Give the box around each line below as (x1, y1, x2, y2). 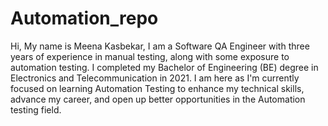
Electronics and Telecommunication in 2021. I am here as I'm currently (10, 72, 300, 84)
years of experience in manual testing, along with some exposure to (10, 50, 290, 62)
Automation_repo (10, 7, 159, 30)
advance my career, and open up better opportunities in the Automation (10, 93, 306, 105)
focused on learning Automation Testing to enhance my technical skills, (10, 82, 305, 94)
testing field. (10, 103, 62, 116)
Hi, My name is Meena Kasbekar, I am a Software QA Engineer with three (10, 40, 310, 52)
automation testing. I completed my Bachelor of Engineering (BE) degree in (10, 61, 319, 73)
